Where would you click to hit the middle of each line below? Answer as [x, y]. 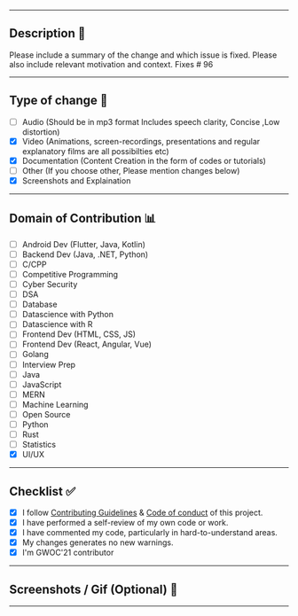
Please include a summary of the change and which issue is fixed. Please [143, 55]
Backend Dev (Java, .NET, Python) [85, 254]
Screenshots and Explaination [76, 180]
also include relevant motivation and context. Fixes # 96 [111, 64]
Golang [35, 355]
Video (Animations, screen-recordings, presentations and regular [141, 141]
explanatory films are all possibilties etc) [96, 151]
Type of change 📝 [59, 101]
